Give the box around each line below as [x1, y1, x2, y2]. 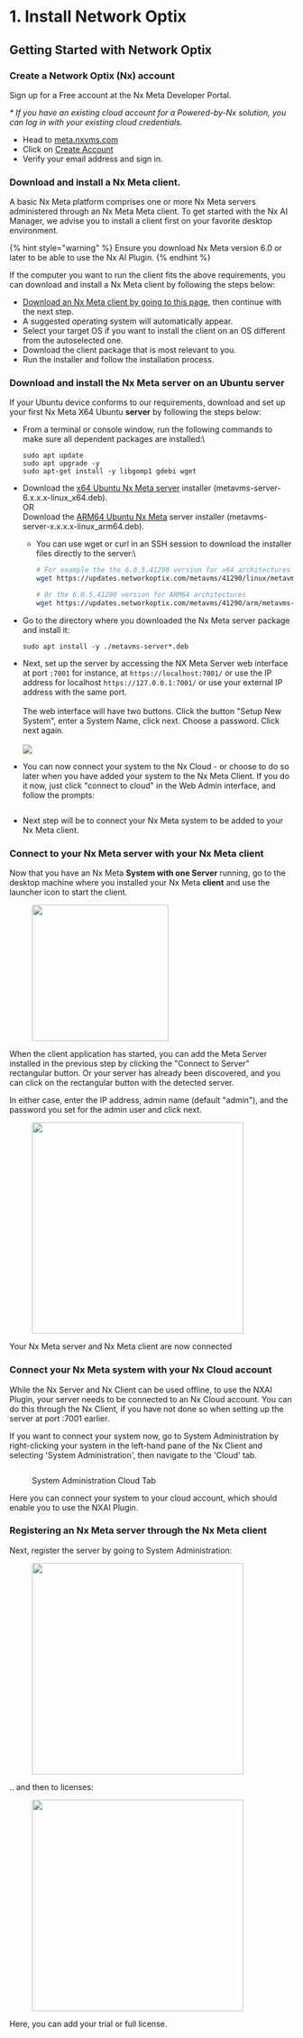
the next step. [22, 307, 74, 317]
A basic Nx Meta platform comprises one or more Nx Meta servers [9, 197, 257, 207]
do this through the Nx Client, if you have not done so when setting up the [9, 1403, 284, 1414]
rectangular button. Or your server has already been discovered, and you [9, 1068, 281, 1079]
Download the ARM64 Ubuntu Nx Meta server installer [22, 511, 225, 522]
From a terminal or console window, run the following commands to [22, 424, 273, 435]
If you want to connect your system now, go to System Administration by [9, 1430, 280, 1441]
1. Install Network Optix [9, 6, 188, 27]
